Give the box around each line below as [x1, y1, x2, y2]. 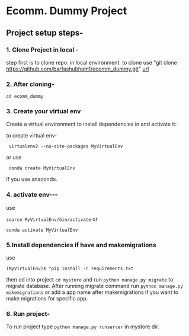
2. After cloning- [6, 80, 55, 88]
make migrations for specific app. [6, 295, 88, 302]
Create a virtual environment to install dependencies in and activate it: [6, 120, 177, 128]
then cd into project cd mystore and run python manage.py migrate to [6, 276, 174, 283]
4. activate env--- [6, 191, 58, 199]
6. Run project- [6, 309, 50, 318]
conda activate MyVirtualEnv [6, 227, 78, 233]
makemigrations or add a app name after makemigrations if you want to [6, 289, 179, 296]
